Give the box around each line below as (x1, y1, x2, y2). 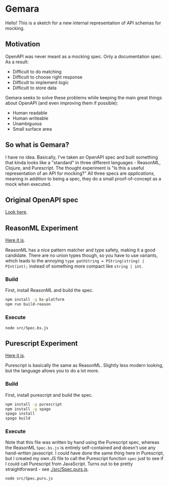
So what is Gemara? (5, 140, 69, 149)
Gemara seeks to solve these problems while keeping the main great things (5, 94, 162, 100)
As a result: (5, 59, 29, 65)
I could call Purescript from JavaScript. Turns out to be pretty (5, 461, 133, 467)
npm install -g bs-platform (5, 297, 65, 302)
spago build (5, 416, 30, 421)
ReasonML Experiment (5, 223, 78, 232)
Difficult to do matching (12, 68, 62, 74)
